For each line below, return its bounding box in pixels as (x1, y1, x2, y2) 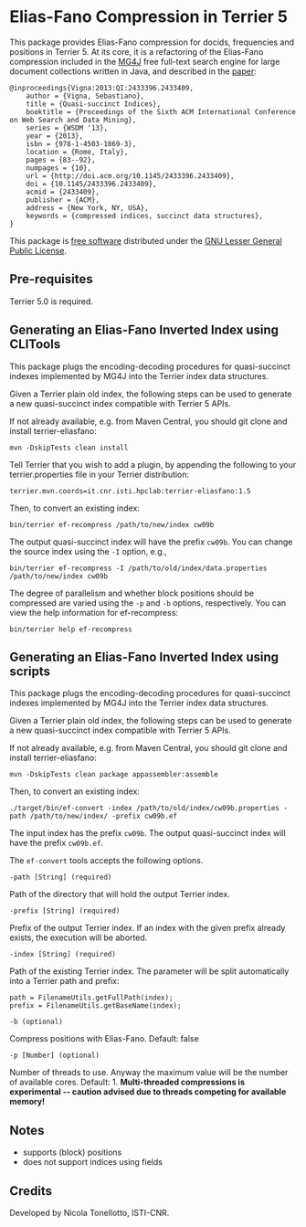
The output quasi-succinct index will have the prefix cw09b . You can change (9, 536, 293, 547)
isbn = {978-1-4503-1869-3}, (26, 139, 137, 148)
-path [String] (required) (9, 873, 112, 883)
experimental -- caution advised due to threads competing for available (9, 1086, 287, 1097)
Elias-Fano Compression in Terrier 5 (9, 6, 289, 27)
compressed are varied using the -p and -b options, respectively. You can (9, 597, 287, 608)
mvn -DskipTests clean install (9, 443, 129, 452)
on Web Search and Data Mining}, (9, 115, 137, 124)
